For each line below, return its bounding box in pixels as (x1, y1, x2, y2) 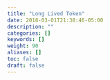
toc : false (7, 56, 39, 63)
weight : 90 (7, 42, 39, 49)
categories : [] (7, 29, 51, 37)
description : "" (7, 23, 54, 30)
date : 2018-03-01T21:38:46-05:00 (7, 17, 104, 24)
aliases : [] (7, 49, 42, 56)
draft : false (7, 62, 45, 69)
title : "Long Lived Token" (7, 10, 85, 17)
